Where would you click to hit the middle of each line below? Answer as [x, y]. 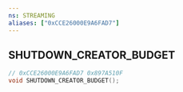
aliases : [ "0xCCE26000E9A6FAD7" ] [64, 23]
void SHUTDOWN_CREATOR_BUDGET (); [64, 81]
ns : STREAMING [32, 15]
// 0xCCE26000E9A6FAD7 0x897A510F [66, 73]
